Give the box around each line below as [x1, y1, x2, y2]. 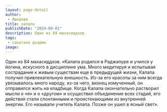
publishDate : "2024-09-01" [5, 26, 62, 31]
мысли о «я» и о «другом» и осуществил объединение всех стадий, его [5, 90, 161, 96]
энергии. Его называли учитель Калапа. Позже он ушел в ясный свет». [5, 101, 159, 107]
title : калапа [5, 21, 35, 27]
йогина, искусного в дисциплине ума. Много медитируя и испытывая [5, 64, 156, 70]
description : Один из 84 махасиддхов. [5, 31, 87, 36]
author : [5, 12, 22, 17]
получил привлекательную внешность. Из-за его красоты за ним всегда [5, 74, 162, 80]
